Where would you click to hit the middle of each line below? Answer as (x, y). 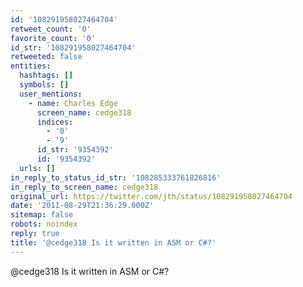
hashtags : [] (46, 76)
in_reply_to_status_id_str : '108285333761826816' (116, 177)
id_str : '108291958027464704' (73, 47)
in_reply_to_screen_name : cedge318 (84, 187)
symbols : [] (44, 85)
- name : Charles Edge (73, 103)
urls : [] (37, 168)
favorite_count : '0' (53, 38)
